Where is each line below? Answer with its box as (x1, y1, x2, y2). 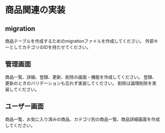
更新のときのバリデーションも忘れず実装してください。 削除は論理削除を (5, 80, 152, 86)
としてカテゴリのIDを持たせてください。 (9, 44, 91, 50)
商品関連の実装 (5, 4, 66, 16)
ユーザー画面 (5, 102, 44, 111)
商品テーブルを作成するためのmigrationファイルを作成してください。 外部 (5, 38, 154, 44)
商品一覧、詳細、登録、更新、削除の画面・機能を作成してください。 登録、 (5, 74, 157, 80)
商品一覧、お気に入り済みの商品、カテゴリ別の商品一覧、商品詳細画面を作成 (5, 116, 160, 122)
